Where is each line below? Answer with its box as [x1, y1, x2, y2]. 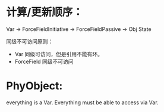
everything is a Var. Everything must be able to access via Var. [6, 99, 159, 106]
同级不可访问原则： [6, 38, 53, 45]
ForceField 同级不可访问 [14, 58, 74, 65]
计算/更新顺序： [6, 5, 83, 19]
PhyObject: [6, 79, 63, 93]
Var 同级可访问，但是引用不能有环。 [14, 50, 103, 57]
